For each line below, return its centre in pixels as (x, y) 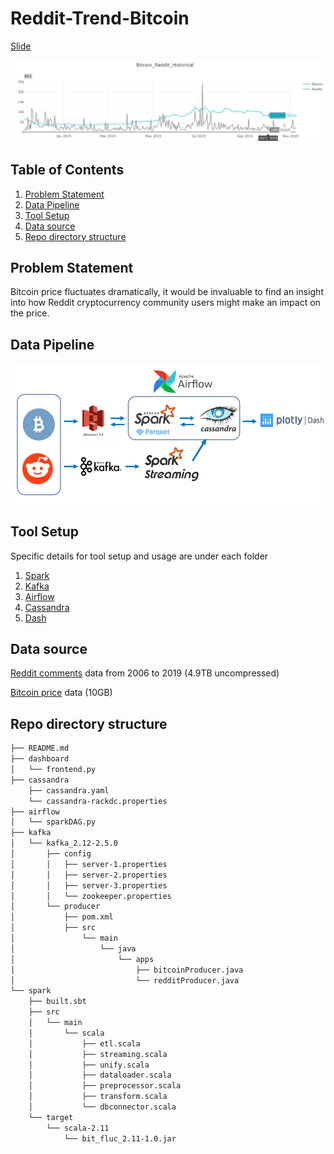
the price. (30, 313)
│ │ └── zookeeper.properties (91, 896)
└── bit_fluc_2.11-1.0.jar (120, 1138)
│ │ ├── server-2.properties (89, 875)
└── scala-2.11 (78, 1128)
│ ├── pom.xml (62, 917)
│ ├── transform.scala (98, 1097)
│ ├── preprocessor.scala (105, 1086)
